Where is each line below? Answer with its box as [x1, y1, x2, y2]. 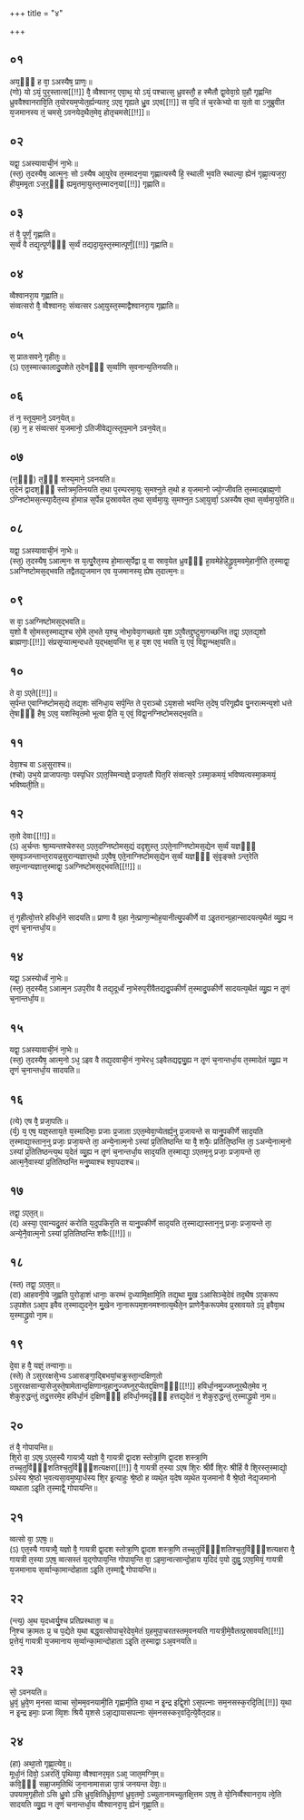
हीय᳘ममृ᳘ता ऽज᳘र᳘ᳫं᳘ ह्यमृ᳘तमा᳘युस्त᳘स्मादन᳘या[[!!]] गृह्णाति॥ [9, 178, 165, 189]
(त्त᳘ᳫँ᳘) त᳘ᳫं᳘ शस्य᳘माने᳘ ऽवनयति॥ [9, 474, 115, 484]
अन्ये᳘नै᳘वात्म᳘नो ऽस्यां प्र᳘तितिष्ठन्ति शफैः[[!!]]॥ [9, 1228, 132, 1238]
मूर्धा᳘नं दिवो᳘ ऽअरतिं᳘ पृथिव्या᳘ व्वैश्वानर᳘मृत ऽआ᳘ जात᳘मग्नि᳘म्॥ [9, 1768, 165, 1779]
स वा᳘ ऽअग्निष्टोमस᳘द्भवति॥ [9, 616, 85, 627]
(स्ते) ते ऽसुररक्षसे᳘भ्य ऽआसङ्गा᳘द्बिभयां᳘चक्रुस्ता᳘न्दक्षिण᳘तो [9, 1370, 163, 1382]
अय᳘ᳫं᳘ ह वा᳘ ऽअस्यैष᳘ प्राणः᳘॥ [9, 76, 93, 87]
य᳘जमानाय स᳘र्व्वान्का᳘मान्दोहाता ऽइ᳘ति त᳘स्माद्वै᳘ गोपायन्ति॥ [9, 1564, 157, 1575]
